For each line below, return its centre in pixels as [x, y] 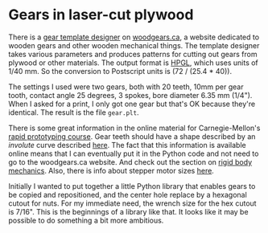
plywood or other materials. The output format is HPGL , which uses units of [134, 63]
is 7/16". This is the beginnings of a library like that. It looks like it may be [128, 211]
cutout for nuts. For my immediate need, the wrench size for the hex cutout [132, 203]
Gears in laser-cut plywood [101, 15]
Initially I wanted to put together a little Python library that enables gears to [132, 186]
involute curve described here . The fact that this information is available [128, 145]
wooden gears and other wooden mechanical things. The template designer [134, 45]
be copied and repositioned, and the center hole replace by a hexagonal [128, 194]
